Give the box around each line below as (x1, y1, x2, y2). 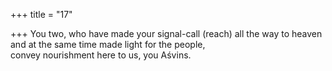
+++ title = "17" (10, 9, 73, 20)
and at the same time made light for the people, (10, 39, 206, 50)
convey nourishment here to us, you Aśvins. (10, 49, 192, 61)
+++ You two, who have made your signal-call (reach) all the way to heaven (10, 28, 323, 39)
